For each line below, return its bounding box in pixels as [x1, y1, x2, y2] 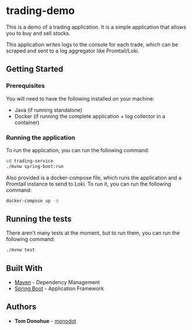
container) [14, 119, 40, 126]
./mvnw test [6, 247, 35, 253]
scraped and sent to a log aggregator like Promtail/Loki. [6, 47, 139, 54]
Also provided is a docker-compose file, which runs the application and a [6, 174, 182, 181]
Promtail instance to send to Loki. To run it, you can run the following [6, 180, 171, 187]
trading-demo [6, 4, 75, 18]
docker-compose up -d [6, 198, 59, 204]
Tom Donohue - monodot [14, 317, 76, 324]
